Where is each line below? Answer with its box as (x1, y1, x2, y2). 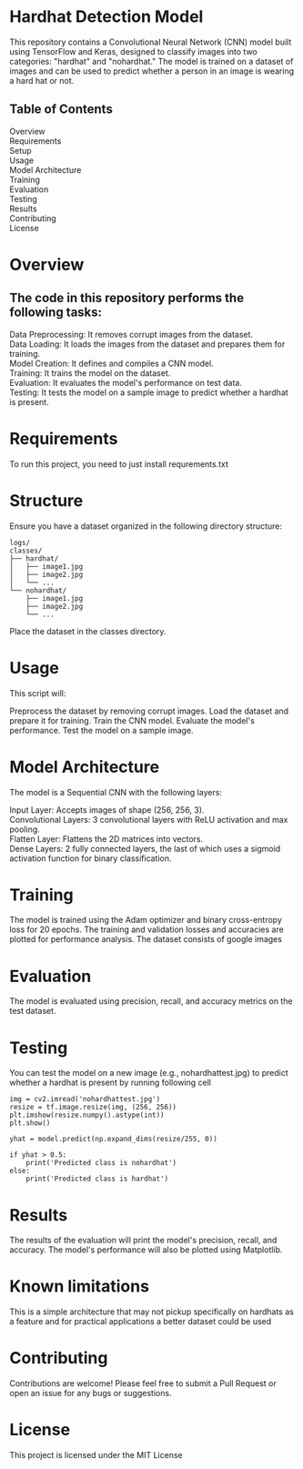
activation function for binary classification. (9, 853, 172, 864)
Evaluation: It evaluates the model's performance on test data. (9, 377, 243, 388)
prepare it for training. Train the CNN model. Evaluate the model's (9, 714, 255, 725)
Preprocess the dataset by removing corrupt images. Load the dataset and (9, 705, 289, 716)
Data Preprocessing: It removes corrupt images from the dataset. (9, 329, 253, 339)
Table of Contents (9, 102, 114, 117)
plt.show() (9, 1119, 51, 1128)
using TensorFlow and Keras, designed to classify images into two (9, 46, 258, 56)
